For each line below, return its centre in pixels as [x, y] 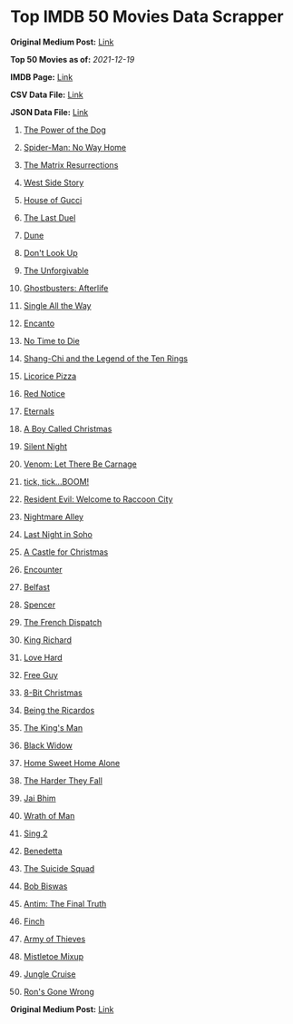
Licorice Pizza [50, 376]
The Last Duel [49, 217]
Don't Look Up [50, 252]
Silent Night [45, 446]
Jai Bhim [40, 798]
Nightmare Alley [54, 517]
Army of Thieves [54, 939]
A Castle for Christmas [66, 552]
